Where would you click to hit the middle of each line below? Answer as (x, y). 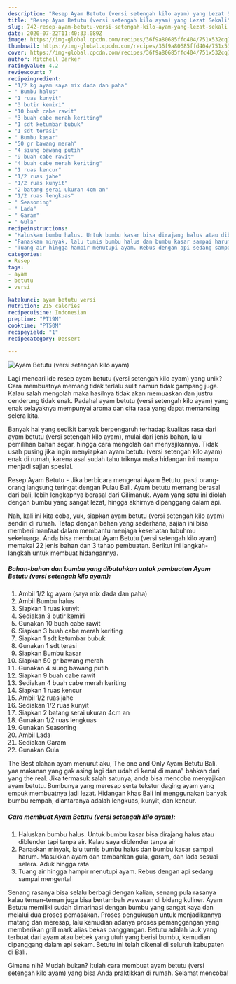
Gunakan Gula (39, 750)
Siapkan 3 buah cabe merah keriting (70, 631)
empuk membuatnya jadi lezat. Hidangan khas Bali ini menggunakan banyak (118, 793)
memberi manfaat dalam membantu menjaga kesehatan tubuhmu (102, 530)
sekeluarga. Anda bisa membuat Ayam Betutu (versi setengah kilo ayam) (112, 538)
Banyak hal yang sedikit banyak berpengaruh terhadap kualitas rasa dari (112, 429)
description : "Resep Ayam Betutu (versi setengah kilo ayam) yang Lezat (116, 14)
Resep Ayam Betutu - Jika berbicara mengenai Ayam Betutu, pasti (103, 479)
